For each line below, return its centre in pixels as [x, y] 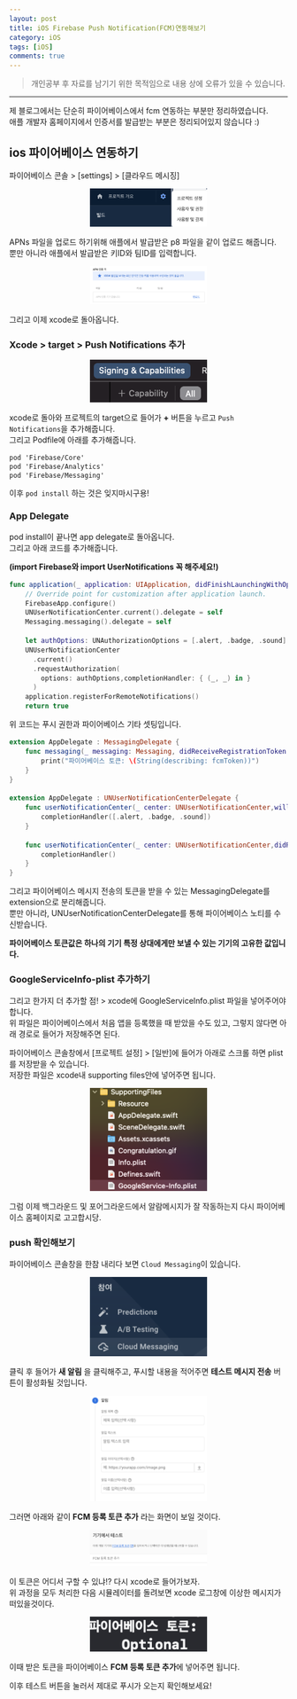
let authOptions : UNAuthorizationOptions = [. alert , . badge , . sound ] [156, 641]
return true [47, 706]
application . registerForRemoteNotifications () [112, 697]
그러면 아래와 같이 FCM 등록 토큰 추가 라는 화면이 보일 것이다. [115, 1517]
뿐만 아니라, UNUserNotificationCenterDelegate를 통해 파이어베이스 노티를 [141, 913]
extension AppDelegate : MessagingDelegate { [94, 742]
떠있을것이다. [32, 1604]
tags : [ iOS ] [31, 47]
